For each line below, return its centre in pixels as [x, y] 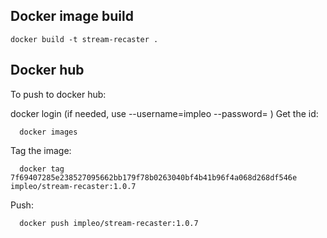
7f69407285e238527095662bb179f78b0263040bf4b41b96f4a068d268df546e [154, 177]
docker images [48, 132]
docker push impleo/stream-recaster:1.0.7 [109, 223]
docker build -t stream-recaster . [84, 39]
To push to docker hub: [58, 94]
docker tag [42, 169]
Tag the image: [41, 150]
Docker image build [72, 16]
